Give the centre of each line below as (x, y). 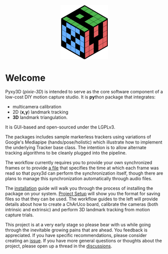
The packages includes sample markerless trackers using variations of (78, 137)
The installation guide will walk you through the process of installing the (79, 188)
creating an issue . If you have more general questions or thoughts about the (83, 241)
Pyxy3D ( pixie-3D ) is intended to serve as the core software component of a (84, 92)
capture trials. (20, 215)
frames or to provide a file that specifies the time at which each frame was (82, 168)
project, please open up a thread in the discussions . (59, 246)
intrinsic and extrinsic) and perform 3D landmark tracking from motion (78, 210)
